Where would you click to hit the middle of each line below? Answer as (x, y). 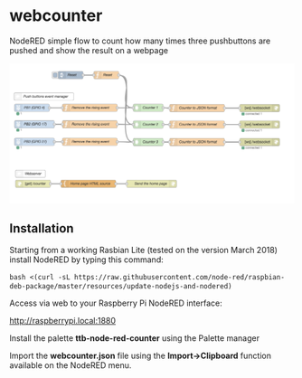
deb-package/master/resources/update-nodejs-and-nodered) (121, 287)
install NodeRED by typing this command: (87, 260)
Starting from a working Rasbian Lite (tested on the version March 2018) (144, 250)
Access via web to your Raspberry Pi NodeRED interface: (116, 303)
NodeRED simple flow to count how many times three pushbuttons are (140, 41)
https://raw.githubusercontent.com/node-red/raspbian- (179, 278)
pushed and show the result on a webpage (89, 50)
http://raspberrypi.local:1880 (62, 321)
